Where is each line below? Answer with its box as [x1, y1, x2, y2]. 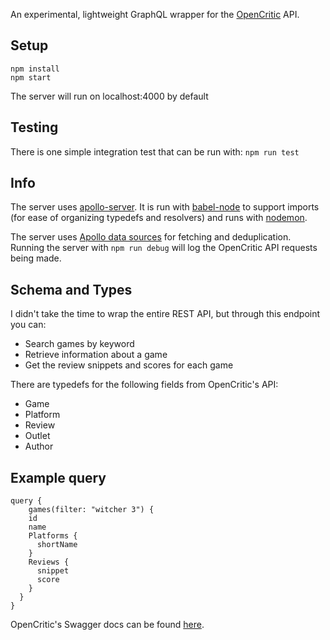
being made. [10, 252, 62, 264]
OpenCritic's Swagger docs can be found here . [10, 619, 205, 631]
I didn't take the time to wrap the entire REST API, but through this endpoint [10, 308, 321, 320]
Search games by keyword [24, 338, 135, 350]
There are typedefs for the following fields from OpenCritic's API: [10, 379, 279, 391]
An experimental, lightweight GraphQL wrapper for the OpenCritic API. [10, 9, 300, 20]
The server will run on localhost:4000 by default [10, 90, 209, 102]
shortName [36, 540, 78, 550]
